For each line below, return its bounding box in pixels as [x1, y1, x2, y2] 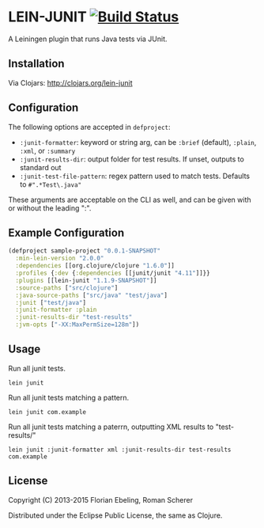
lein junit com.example [8, 408, 87, 416]
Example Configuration [8, 226, 125, 239]
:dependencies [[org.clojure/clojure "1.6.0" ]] [15, 262, 175, 270]
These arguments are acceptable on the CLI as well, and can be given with [8, 195, 251, 204]
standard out [19, 162, 62, 172]
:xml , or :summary [19, 146, 76, 155]
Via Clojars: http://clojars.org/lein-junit [8, 78, 133, 87]
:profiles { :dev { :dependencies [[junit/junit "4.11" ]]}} [15, 269, 211, 277]
